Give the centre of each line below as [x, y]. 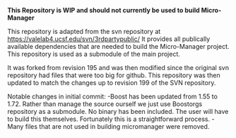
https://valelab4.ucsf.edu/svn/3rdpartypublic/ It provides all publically [109, 39]
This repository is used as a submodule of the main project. [94, 54]
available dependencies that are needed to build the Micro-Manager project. [118, 46]
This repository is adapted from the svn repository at [84, 31]
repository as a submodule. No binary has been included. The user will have [118, 111]
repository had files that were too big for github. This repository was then [114, 75]
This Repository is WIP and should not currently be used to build [104, 10]
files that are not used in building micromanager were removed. [117, 126]
